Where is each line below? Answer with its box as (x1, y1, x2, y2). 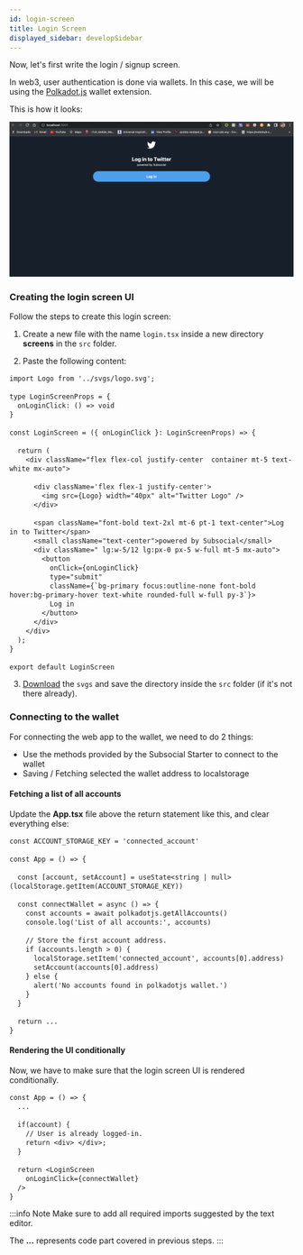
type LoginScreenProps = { (9, 392, 111, 401)
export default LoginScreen (9, 663, 115, 672)
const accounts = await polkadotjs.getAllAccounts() (25, 909, 228, 918)
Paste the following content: (22, 356, 127, 367)
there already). (22, 688, 78, 699)
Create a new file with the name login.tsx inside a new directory (22, 329, 264, 340)
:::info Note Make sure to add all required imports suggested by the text (9, 1208, 275, 1219)
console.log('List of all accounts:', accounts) (25, 918, 212, 927)
